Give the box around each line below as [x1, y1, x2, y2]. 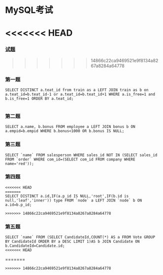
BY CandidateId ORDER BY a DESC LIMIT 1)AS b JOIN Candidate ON [5, 239, 140, 244]
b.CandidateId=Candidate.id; [5, 243, 65, 248]
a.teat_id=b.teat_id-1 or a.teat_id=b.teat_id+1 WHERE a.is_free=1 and [5, 92, 155, 97]
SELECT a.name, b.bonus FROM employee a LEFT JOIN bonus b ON [5, 124, 135, 129]
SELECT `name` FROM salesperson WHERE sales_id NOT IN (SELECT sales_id [5, 153, 158, 157]
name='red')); [5, 161, 34, 166]
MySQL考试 [5, 4, 53, 16]
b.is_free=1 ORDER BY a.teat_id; [5, 96, 74, 101]
